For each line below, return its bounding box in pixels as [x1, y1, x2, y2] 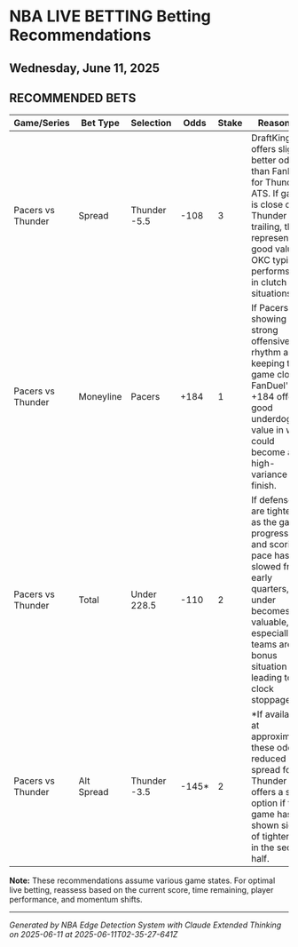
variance [251, 468, 288, 481]
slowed [251, 561, 282, 573]
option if [251, 797, 286, 809]
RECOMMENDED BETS [9, 91, 137, 106]
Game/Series [13, 117, 71, 130]
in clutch [251, 276, 287, 289]
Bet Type [81, 117, 120, 130]
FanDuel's [251, 379, 294, 392]
